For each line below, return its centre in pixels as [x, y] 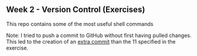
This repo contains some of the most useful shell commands [80, 24]
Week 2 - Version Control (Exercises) [76, 10]
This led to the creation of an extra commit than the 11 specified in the [91, 41]
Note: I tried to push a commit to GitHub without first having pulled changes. [99, 35]
